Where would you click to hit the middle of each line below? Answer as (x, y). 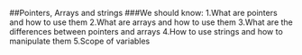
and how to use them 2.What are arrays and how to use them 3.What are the (151, 22)
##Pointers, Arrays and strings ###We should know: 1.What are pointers (143, 13)
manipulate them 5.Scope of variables (80, 41)
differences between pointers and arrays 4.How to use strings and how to (146, 31)
